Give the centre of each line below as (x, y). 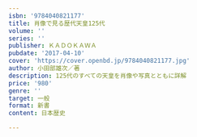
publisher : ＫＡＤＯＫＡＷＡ (53, 46)
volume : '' (27, 31)
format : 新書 (29, 106)
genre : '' (25, 91)
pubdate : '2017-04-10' (47, 53)
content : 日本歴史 (37, 114)
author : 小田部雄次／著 (44, 68)
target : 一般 (29, 98)
